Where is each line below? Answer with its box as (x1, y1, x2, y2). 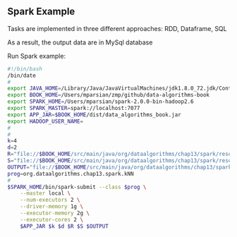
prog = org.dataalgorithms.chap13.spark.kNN (7, 170, 134, 177)
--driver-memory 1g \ (20, 203, 83, 210)
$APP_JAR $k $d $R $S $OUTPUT (20, 222, 109, 230)
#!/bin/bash (7, 65, 42, 73)
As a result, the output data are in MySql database (7, 38, 153, 47)
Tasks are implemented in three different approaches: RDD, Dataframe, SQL (7, 24, 227, 32)
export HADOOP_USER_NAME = (7, 118, 83, 125)
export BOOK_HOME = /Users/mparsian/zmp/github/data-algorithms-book (7, 92, 210, 99)
